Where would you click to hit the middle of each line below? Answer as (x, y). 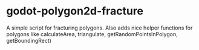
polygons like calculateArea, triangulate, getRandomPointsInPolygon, (92, 34)
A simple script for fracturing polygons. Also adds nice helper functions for (99, 28)
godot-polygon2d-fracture (75, 11)
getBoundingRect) (29, 40)
